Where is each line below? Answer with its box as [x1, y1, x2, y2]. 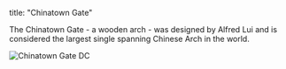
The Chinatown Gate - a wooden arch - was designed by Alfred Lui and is [9, 24, 277, 34]
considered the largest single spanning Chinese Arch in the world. [9, 34, 250, 44]
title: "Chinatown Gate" [9, 8, 93, 17]
